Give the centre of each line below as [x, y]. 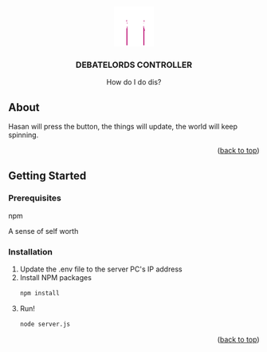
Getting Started [47, 175]
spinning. [24, 135]
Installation [31, 251]
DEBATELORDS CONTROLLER [134, 65]
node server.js [45, 324]
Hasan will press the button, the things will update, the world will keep [123, 127]
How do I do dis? [134, 82]
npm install [39, 294]
